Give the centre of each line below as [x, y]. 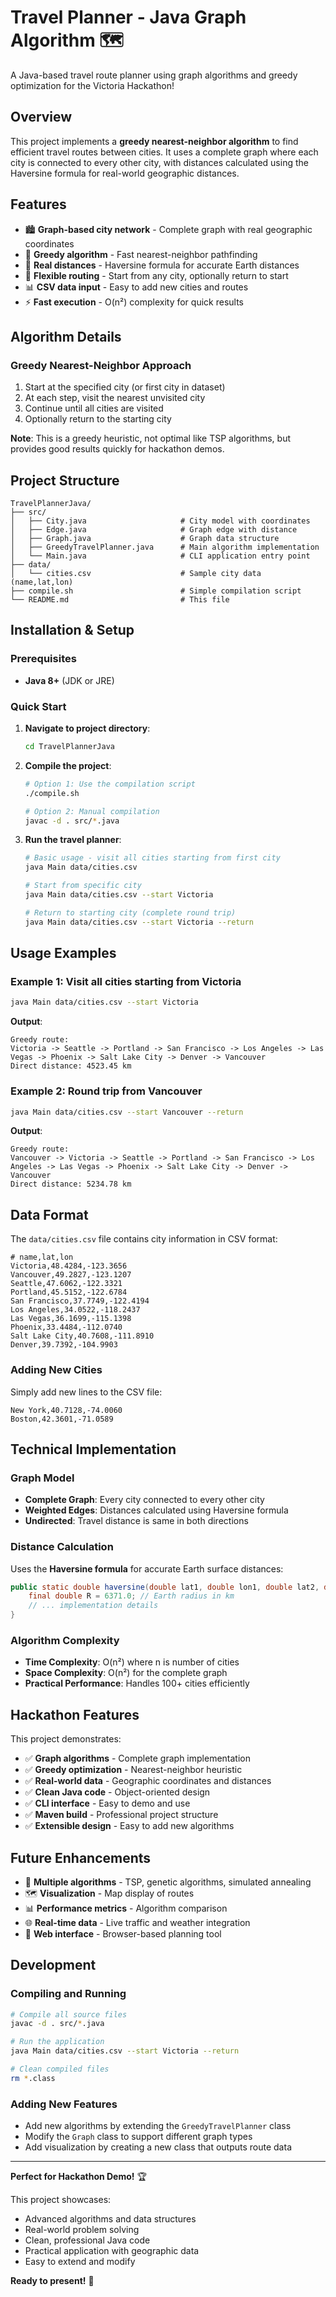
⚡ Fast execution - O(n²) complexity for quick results [134, 302]
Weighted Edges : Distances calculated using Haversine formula [156, 1510]
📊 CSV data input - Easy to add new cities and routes [136, 287]
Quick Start [38, 706]
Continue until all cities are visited [94, 408]
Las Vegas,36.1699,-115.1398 [71, 1319]
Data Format [49, 1214]
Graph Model [42, 1478]
